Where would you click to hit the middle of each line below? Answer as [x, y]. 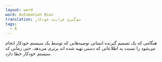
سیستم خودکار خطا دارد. [29, 54]
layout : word [19, 10]
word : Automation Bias [29, 15]
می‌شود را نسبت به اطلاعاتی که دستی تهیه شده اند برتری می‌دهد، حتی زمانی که [80, 48]
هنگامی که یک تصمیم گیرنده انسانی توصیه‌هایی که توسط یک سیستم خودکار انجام [81, 43]
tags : [11, 24]
